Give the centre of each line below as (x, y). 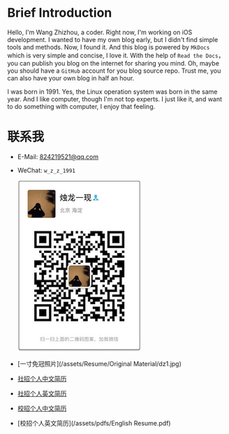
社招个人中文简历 (42, 378)
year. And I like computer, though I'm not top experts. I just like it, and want (114, 99)
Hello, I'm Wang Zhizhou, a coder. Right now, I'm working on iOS (100, 32)
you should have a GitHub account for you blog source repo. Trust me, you (114, 71)
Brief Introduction (60, 13)
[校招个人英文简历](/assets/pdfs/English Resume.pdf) (94, 423)
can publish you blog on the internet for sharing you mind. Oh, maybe (120, 63)
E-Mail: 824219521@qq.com (58, 157)
